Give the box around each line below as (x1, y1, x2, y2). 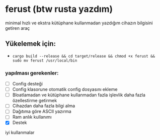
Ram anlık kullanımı (12, 114, 52, 120)
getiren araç (5, 25, 30, 31)
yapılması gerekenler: (5, 70, 59, 76)
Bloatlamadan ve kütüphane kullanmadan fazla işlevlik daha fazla (12, 92, 146, 98)
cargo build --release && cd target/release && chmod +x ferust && (12, 54, 155, 59)
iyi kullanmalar (5, 130, 35, 136)
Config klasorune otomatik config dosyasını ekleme (12, 86, 118, 92)
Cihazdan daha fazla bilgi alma (12, 103, 76, 109)
